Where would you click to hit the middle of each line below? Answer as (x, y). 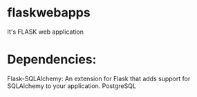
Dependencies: (52, 60)
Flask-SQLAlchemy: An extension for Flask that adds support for (99, 78)
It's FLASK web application (46, 32)
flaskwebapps (49, 13)
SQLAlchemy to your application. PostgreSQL (72, 86)
